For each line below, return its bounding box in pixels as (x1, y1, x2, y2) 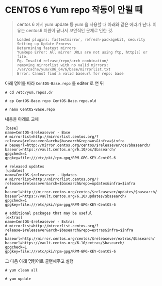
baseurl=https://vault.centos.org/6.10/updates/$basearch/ (5, 194, 127, 199)
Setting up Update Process (16, 41, 72, 46)
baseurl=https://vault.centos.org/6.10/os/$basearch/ (5, 147, 116, 152)
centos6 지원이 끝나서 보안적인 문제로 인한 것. (26, 27, 113, 33)
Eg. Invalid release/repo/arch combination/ (16, 58, 109, 63)
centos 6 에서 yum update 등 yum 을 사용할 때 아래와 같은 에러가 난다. (16, 21, 152, 27)
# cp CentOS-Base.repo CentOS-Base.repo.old (5, 98, 97, 103)
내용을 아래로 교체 (5, 116, 39, 122)
